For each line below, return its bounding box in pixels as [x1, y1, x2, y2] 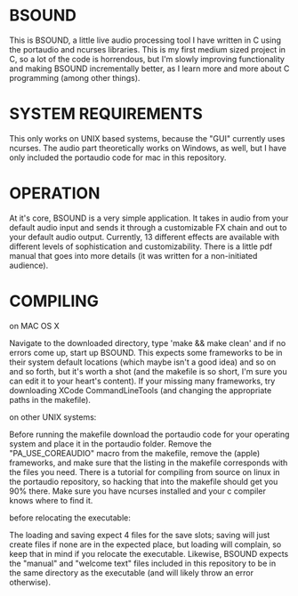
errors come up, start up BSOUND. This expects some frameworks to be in [9, 347, 283, 358]
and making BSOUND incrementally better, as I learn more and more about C [9, 63, 290, 74]
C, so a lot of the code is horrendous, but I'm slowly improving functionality [9, 53, 285, 64]
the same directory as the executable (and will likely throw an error [9, 567, 254, 578]
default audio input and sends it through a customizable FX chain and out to [9, 221, 287, 232]
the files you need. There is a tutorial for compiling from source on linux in [9, 466, 280, 477]
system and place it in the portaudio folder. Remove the [9, 438, 212, 449]
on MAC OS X [9, 320, 60, 331]
